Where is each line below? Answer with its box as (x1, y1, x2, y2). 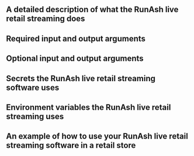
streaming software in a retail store (6, 140, 136, 151)
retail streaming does (6, 14, 85, 24)
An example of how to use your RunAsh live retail (6, 131, 189, 141)
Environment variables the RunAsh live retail (6, 102, 171, 112)
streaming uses (6, 111, 64, 122)
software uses (6, 82, 60, 92)
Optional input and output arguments (6, 54, 144, 64)
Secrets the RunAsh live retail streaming (6, 73, 156, 84)
